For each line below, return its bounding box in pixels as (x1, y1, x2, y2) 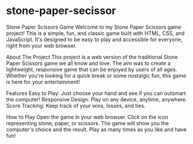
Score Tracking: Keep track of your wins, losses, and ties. (6, 102, 146, 109)
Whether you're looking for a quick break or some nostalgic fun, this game (6, 72, 187, 79)
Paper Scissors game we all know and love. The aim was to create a (6, 60, 171, 67)
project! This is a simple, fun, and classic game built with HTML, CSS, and (6, 29, 185, 36)
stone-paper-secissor (6, 4, 117, 18)
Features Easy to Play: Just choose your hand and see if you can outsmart (6, 90, 187, 97)
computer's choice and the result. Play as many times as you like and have (6, 126, 187, 133)
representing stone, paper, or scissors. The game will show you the (6, 119, 169, 126)
